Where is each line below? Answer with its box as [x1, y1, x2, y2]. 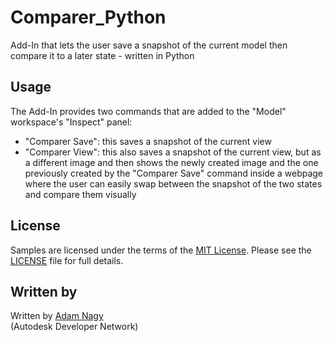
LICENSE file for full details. [10, 254, 124, 266]
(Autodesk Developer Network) [10, 321, 139, 333]
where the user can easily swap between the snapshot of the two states [24, 177, 323, 190]
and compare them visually [24, 188, 137, 200]
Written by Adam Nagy [10, 310, 104, 322]
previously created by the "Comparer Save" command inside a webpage [24, 167, 324, 179]
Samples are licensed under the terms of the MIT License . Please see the [10, 244, 312, 256]
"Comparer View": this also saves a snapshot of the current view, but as [24, 146, 322, 158]
